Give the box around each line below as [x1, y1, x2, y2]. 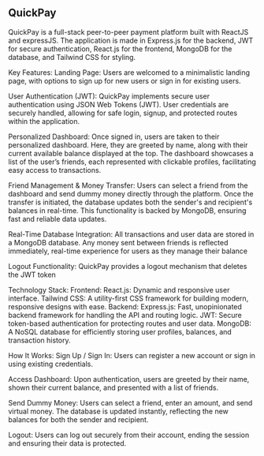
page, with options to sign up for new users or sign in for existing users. [8, 76, 242, 85]
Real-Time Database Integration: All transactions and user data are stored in [8, 229, 255, 239]
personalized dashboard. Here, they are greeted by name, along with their [8, 140, 248, 149]
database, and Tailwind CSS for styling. [8, 52, 136, 62]
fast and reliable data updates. [8, 214, 107, 223]
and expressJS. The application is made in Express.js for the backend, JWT [8, 36, 254, 45]
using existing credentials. [8, 359, 93, 368]
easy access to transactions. [8, 165, 102, 174]
